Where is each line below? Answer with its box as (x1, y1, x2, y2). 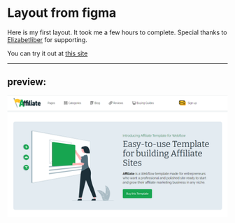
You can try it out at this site (7, 49, 88, 58)
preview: (7, 76, 47, 88)
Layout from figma (7, 5, 117, 21)
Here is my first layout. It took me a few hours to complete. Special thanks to (7, 28, 227, 36)
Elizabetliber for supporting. (7, 35, 87, 43)
